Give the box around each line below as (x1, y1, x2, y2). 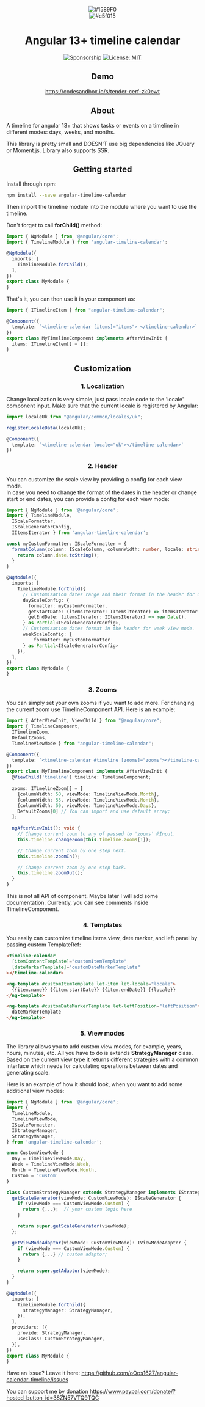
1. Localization (81, 382, 124, 390)
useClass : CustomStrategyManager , (17, 1336, 105, 1342)
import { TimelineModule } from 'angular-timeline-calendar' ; (6, 239, 168, 246)
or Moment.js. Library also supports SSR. (6, 147, 110, 154)
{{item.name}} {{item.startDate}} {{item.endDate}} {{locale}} (12, 987, 176, 993)
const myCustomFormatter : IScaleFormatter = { (6, 541, 127, 547)
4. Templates (82, 920, 123, 929)
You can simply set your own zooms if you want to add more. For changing (6, 700, 195, 707)
